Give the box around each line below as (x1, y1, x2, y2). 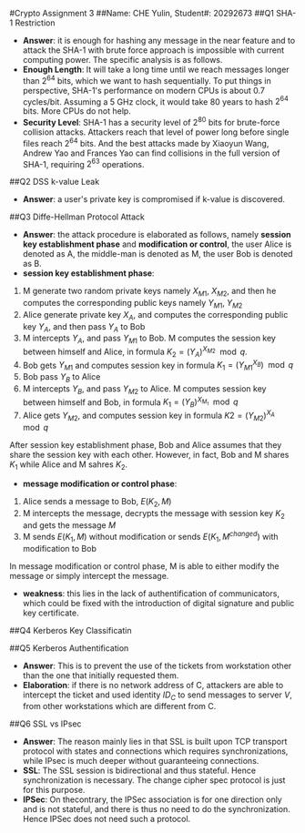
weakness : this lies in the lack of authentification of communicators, (22, 587, 280, 599)
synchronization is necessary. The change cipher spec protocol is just (22, 775, 286, 786)
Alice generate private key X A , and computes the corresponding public (22, 309, 289, 322)
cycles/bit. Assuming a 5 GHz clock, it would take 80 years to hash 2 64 (22, 95, 290, 107)
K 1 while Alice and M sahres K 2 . (9, 459, 128, 472)
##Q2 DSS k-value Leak (9, 177, 100, 188)
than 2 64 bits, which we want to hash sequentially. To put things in (22, 74, 271, 86)
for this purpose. (22, 785, 86, 796)
